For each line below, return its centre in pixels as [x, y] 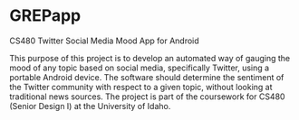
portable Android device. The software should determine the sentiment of [147, 77]
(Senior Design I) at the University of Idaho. [90, 106]
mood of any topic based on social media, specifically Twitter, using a [140, 68]
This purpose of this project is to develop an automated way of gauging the [150, 58]
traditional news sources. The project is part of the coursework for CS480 [147, 97]
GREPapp [45, 16]
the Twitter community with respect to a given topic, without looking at [141, 87]
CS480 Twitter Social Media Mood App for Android [104, 41]
